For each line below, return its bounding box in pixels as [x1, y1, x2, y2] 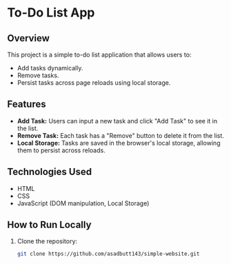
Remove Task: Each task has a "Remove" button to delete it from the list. [17, 131, 224, 139]
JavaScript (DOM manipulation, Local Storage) [17, 199, 150, 207]
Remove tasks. [17, 71, 59, 79]
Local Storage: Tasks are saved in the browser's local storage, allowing [17, 139, 221, 147]
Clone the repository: [17, 237, 78, 245]
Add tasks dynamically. [17, 64, 83, 72]
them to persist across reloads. [17, 146, 106, 154]
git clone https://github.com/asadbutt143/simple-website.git [17, 250, 200, 258]
